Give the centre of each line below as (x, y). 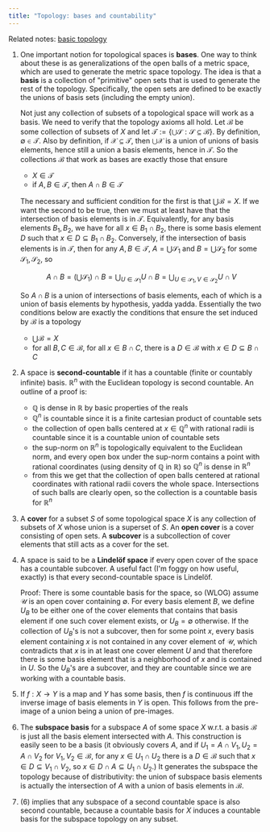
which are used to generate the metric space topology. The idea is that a (141, 71)
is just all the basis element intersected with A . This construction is (131, 736)
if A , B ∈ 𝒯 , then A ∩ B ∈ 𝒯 (77, 184)
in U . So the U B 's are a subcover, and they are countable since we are (136, 669)
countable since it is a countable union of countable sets (126, 437)
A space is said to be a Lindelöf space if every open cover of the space (139, 560)
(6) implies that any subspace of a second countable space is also (130, 802)
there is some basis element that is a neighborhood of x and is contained (141, 659)
